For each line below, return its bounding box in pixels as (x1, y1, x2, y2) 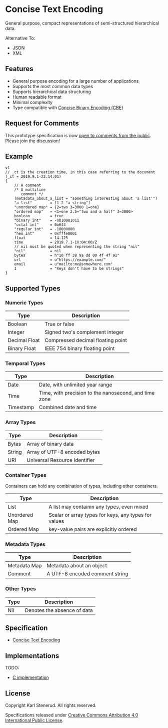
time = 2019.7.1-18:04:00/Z (14, 240, 97, 245)
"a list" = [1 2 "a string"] (14, 200, 91, 206)
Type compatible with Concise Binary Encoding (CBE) (12, 104, 123, 111)
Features (5, 65, 33, 73)
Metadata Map (7, 562, 42, 569)
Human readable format (12, 94, 61, 100)
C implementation (12, 674, 49, 680)
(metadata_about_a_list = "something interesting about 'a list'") (14, 196, 157, 201)
